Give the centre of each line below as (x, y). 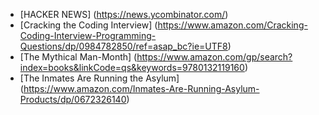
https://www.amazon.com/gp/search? (214, 57)
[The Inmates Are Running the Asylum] (99, 78)
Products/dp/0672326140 (73, 99)
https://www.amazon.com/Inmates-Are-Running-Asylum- (141, 88)
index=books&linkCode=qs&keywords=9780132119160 (132, 67)
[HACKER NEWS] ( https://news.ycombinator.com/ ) (124, 14)
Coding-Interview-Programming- (88, 35)
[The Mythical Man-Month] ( (78, 57)
